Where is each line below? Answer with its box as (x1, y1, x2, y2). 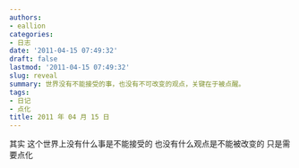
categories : (9, 29, 54, 38)
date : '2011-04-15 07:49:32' (9, 46, 118, 55)
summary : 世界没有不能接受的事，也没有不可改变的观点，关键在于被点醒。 (9, 80, 246, 88)
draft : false (9, 55, 58, 63)
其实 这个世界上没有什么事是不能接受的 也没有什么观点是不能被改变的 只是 (9, 139, 283, 149)
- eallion (9, 21, 47, 30)
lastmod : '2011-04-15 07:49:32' (9, 63, 130, 72)
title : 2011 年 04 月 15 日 (9, 113, 110, 122)
